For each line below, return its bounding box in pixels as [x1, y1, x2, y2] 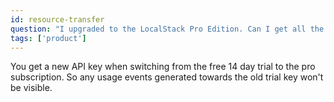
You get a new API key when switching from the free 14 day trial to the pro [10, 61, 316, 73]
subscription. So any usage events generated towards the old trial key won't [10, 71, 324, 83]
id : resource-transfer [10, 14, 105, 25]
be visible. [10, 82, 53, 94]
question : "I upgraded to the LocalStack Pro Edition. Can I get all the [10, 24, 325, 34]
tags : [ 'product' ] [10, 33, 87, 43]
